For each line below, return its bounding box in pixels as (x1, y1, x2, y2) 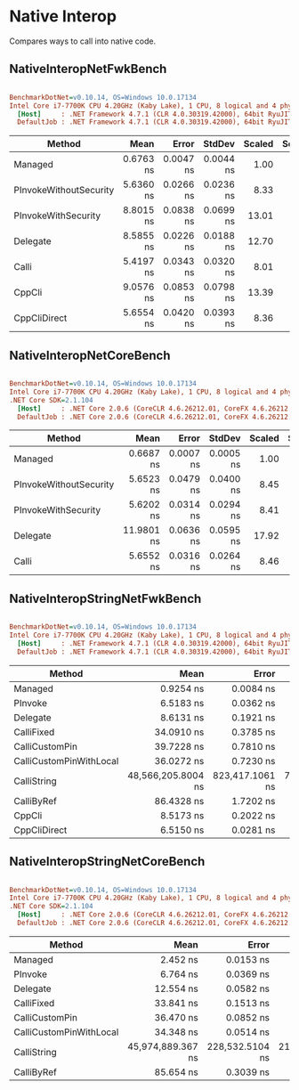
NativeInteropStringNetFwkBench (9, 590, 202, 606)
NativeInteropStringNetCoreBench (9, 854, 206, 869)
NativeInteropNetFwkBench (9, 61, 167, 77)
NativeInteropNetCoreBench (9, 347, 171, 362)
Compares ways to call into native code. (9, 36, 157, 46)
